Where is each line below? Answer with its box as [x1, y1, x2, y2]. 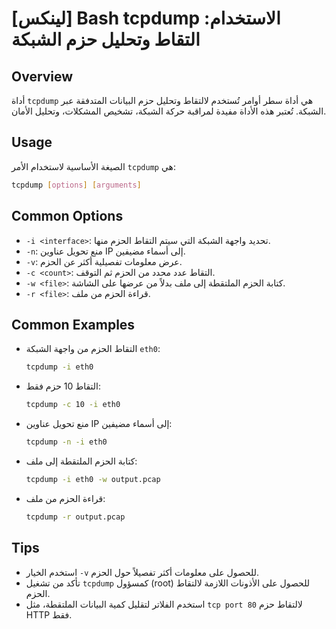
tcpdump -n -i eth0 [25, 437, 108, 447]
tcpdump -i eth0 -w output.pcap [25, 474, 161, 484]
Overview [11, 68, 74, 85]
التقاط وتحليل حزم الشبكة [11, 28, 201, 51]
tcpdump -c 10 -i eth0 [25, 400, 121, 410]
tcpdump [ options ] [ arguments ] [11, 180, 142, 190]
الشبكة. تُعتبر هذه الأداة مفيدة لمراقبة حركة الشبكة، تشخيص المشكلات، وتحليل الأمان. [11, 105, 327, 117]
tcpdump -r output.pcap [25, 512, 126, 522]
